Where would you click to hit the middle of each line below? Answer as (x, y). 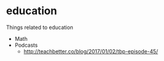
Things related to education (40, 27)
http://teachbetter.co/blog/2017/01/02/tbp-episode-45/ (91, 51)
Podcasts (26, 45)
